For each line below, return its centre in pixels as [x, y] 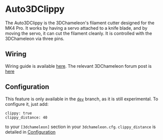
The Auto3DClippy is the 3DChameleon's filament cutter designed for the [80, 23]
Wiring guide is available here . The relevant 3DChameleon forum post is [79, 66]
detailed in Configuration [30, 132]
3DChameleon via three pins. [35, 39]
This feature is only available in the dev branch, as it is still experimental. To [82, 99]
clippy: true [19, 113]
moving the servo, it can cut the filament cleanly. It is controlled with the [79, 33]
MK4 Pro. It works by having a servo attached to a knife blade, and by [76, 28]
